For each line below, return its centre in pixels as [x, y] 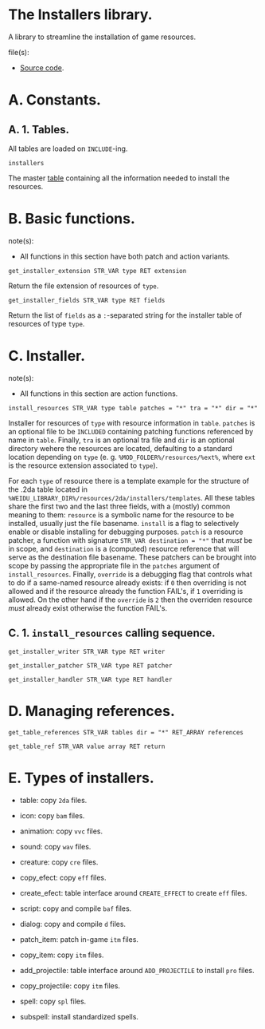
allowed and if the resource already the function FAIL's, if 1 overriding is [126, 591]
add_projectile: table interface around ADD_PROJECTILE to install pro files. [137, 970]
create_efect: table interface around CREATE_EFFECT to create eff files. [133, 892]
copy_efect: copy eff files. [63, 877]
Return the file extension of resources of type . [84, 286]
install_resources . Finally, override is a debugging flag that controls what [130, 574]
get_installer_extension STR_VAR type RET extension [97, 271]
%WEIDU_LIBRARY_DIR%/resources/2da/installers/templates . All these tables [132, 497]
